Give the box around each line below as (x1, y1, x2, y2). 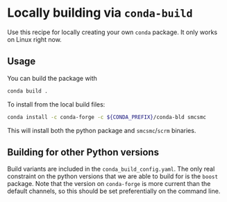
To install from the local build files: (7, 100, 106, 109)
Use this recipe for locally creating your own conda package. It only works (7, 28, 217, 36)
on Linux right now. (7, 35, 62, 43)
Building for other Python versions (7, 146, 160, 158)
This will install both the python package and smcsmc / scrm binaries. (7, 126, 196, 134)
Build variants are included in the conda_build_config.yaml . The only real (7, 165, 215, 173)
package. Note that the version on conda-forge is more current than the (7, 180, 211, 188)
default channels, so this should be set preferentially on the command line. (7, 187, 221, 196)
